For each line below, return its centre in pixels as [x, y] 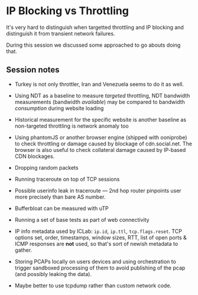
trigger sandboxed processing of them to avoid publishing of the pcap [100, 268]
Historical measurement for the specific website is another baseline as [100, 119]
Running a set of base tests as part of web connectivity [82, 219]
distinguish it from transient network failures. [61, 33]
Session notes [33, 70]
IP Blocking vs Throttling [67, 11]
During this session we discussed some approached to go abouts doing [93, 45]
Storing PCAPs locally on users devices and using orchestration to [95, 261]
